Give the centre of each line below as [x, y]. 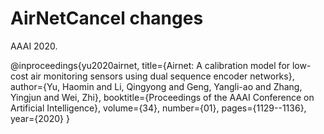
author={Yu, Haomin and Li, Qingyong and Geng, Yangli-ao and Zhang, [156, 86]
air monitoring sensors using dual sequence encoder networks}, [162, 76]
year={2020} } [40, 118]
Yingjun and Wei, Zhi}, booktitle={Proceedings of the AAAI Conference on [162, 97]
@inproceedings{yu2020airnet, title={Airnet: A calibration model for [150, 65]
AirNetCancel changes [107, 18]
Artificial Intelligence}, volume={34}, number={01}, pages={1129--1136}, [158, 108]
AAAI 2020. [34, 46]
